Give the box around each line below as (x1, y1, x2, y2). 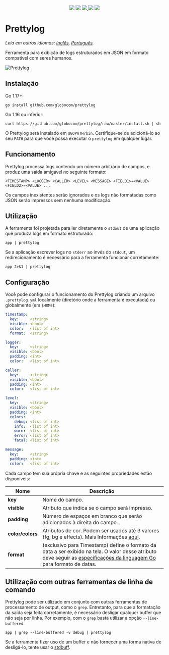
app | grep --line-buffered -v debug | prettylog (5, 630, 112, 635)
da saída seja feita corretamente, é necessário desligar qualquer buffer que (5, 610, 161, 616)
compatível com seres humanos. (5, 55, 73, 61)
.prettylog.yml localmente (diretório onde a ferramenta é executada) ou (5, 297, 155, 303)
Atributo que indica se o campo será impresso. (42, 504, 152, 511)
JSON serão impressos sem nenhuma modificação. (5, 197, 112, 203)
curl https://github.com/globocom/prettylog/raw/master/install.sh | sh (5, 121, 161, 126)
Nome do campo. (42, 496, 83, 503)
